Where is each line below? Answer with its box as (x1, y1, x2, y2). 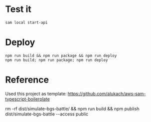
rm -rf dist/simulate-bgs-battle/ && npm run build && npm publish (5, 105, 140, 111)
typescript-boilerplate (5, 96, 50, 102)
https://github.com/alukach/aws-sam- (67, 90, 146, 96)
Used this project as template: (5, 90, 67, 96)
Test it (5, 3, 31, 15)
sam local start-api (5, 20, 48, 25)
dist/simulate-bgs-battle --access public (5, 111, 89, 117)
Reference (5, 74, 49, 85)
